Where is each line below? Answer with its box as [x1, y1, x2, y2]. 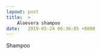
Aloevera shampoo [17, 20, 61, 26]
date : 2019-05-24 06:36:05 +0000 [6, 25, 96, 32]
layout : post [6, 8, 39, 15]
